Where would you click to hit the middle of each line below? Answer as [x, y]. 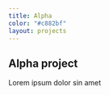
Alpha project [43, 63]
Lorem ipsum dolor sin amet [55, 83]
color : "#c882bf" [38, 23]
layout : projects [38, 31]
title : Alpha [30, 16]
